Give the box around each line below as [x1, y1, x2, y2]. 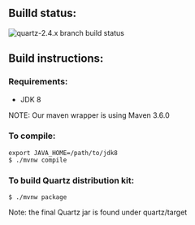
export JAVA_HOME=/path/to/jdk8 [8, 149, 118, 157]
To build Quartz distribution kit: [8, 175, 135, 186]
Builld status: [8, 6, 77, 20]
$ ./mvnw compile [8, 156, 67, 164]
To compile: [8, 130, 56, 141]
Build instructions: [8, 52, 104, 66]
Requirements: [8, 76, 68, 88]
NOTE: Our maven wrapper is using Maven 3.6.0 [8, 110, 171, 120]
